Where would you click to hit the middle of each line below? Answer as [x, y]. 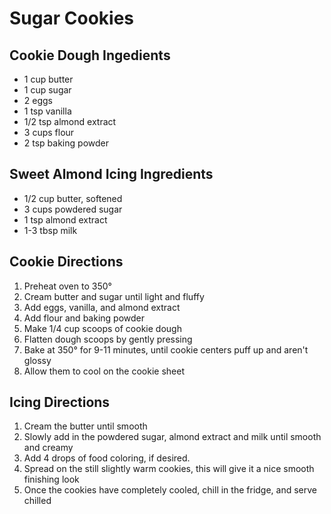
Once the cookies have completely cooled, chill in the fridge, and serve [170, 490]
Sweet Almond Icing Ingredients [111, 174]
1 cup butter [48, 79]
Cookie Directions [66, 262]
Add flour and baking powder [84, 318]
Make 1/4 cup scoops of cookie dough [102, 328]
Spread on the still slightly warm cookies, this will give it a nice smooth [169, 469]
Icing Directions [60, 402]
